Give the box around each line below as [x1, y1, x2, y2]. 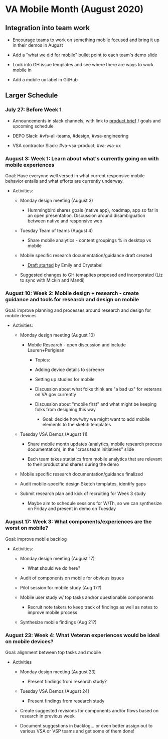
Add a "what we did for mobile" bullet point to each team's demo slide [12, 52, 157, 58]
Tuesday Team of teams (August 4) [20, 227, 93, 233]
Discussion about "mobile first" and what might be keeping [35, 401, 157, 407]
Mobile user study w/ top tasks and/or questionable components [20, 594, 154, 600]
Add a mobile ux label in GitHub [12, 77, 78, 82]
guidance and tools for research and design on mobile [5, 296, 139, 303]
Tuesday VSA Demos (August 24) [20, 688, 90, 694]
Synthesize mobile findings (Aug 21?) [20, 619, 97, 625]
